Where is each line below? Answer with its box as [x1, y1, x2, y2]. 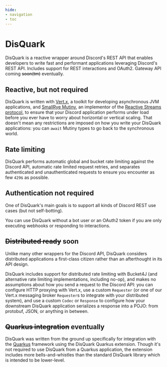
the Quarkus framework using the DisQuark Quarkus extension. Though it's [5, 341, 161, 347]
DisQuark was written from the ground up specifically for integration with [5, 336, 156, 342]
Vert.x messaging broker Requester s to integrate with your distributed [5, 292, 149, 298]
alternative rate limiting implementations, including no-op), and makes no [5, 276, 156, 282]
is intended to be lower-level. [5, 357, 65, 363]
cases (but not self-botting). [5, 208, 64, 214]
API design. [5, 261, 29, 267]
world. [5, 131, 19, 137]
